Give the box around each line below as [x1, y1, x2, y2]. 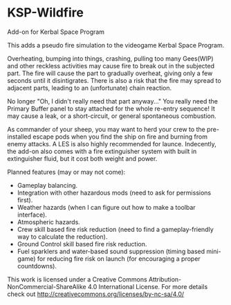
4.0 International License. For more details [87, 282, 208, 291]
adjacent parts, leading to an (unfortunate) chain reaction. [7, 83, 172, 92]
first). [17, 195, 33, 204]
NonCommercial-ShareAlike [7, 282, 86, 291]
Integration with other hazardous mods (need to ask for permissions [17, 188, 212, 197]
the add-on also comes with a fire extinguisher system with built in [7, 147, 197, 155]
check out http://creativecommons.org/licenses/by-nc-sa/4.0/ [7, 290, 185, 298]
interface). [17, 210, 47, 219]
